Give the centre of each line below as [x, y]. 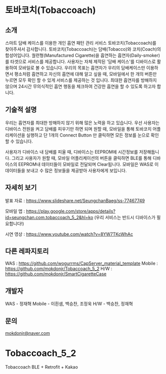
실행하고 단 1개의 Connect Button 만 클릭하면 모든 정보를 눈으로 [88, 135]
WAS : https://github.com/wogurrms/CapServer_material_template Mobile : [82, 263]
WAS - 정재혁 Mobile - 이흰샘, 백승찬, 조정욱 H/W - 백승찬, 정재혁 [69, 304]
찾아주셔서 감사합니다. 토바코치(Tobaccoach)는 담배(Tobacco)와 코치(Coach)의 [83, 49]
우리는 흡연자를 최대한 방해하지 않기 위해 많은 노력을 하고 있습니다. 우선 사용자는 [83, 123]
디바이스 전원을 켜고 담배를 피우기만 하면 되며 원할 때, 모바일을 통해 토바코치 [79, 129]
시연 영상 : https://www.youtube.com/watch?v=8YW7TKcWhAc [69, 234]
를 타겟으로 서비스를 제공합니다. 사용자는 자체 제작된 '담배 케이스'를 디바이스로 [81, 62]
